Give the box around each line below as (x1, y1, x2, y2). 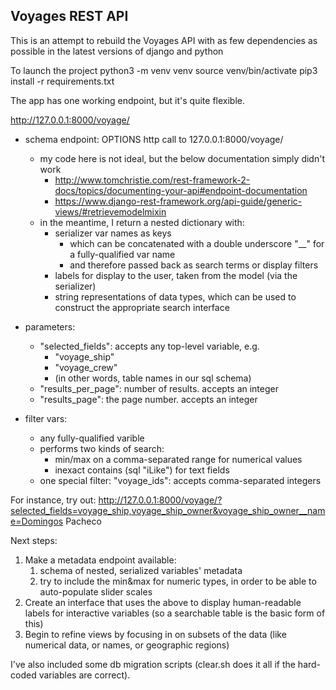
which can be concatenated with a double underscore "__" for (69, 237, 325, 249)
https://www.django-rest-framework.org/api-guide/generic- (54, 195, 303, 207)
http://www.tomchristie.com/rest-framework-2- (54, 174, 251, 186)
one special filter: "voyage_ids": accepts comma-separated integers (39, 474, 322, 486)
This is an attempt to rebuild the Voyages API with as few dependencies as (10, 34, 318, 46)
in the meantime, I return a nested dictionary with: (39, 216, 245, 228)
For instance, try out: (10, 494, 97, 506)
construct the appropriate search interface (54, 301, 230, 313)
